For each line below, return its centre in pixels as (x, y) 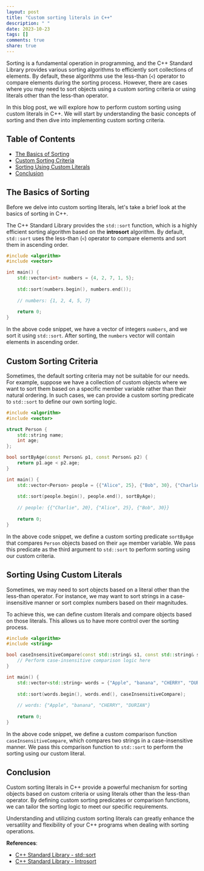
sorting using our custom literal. (46, 753)
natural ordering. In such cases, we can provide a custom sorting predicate (100, 395)
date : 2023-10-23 (28, 29)
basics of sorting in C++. (37, 213)
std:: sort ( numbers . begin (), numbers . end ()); (74, 289)
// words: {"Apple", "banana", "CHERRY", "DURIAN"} (84, 706)
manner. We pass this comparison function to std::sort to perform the (95, 747)
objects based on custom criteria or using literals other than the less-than (98, 793)
